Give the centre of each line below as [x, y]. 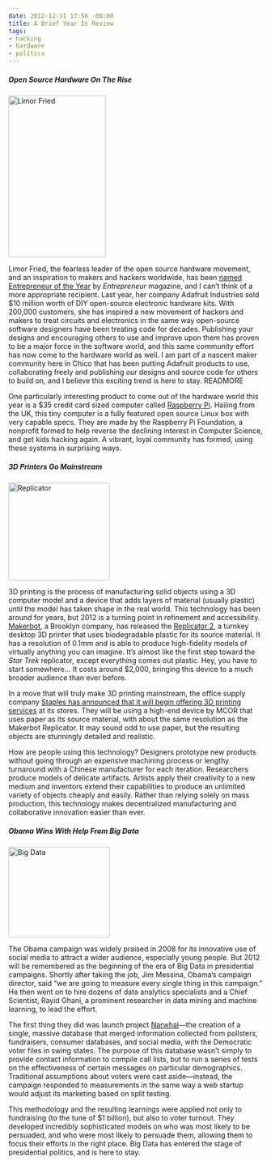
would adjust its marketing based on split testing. [90, 1093]
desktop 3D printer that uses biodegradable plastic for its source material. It [135, 634]
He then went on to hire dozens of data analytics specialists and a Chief [128, 992]
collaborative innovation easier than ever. [77, 812]
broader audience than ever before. [68, 678]
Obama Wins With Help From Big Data [74, 831]
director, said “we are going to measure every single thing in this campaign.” [135, 983]
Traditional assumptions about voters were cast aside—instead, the [121, 1076]
